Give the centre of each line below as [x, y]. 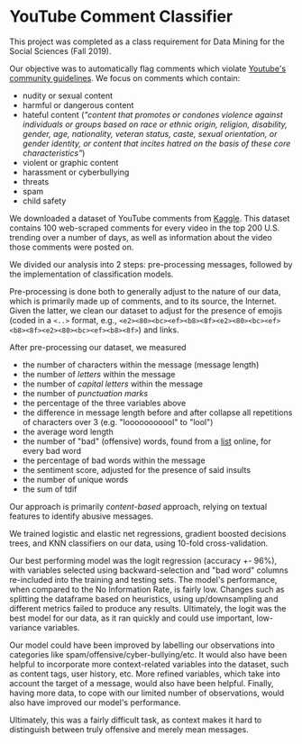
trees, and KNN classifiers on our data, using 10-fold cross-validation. [139, 543]
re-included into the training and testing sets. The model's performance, [143, 579]
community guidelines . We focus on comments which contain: [125, 77]
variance [26, 627]
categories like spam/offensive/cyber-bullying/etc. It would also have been [148, 654]
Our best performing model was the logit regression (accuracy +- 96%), [143, 560]
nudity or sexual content [68, 95]
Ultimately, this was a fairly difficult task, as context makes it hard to [136, 720]
